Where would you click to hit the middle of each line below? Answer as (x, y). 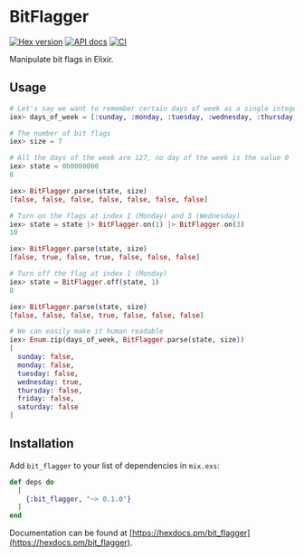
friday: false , (46, 399)
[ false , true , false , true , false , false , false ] (105, 258)
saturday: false (48, 407)
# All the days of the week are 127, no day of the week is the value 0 (149, 158)
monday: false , (46, 365)
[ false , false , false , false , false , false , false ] (109, 199)
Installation (42, 444)
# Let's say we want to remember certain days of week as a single (139, 109)
